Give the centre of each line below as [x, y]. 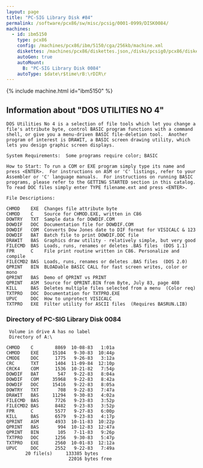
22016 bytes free [90, 459]
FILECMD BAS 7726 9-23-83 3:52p [60, 401]
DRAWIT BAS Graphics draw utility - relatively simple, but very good [101, 241]
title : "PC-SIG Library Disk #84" [50, 18]
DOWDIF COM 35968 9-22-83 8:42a [60, 380]
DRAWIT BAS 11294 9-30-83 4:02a [60, 395]
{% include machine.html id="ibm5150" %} [60, 91]
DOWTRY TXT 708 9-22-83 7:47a [60, 390]
